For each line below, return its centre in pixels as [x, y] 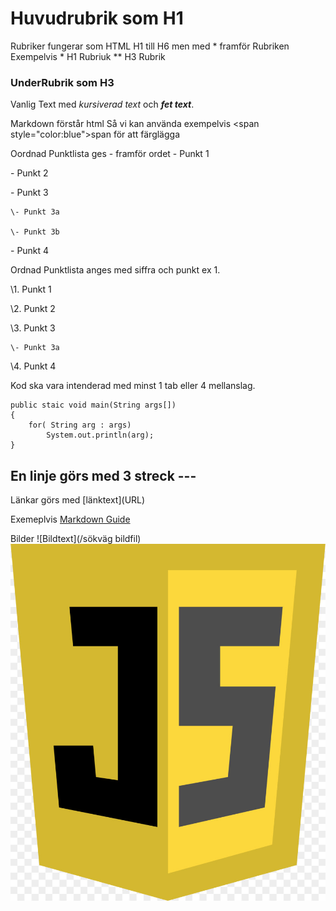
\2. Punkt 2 [33, 309]
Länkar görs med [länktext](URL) [78, 500]
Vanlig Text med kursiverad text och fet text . [102, 104]
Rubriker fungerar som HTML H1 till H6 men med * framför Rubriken [150, 46]
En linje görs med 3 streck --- [103, 475]
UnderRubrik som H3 [62, 82]
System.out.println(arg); [100, 435]
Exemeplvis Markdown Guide [70, 519]
